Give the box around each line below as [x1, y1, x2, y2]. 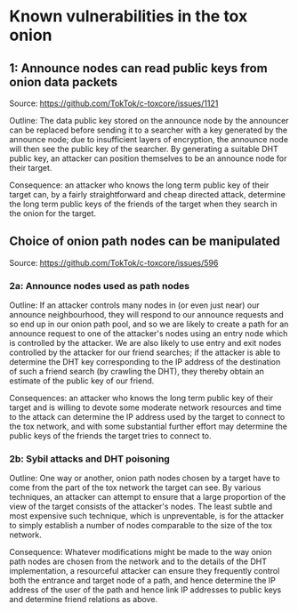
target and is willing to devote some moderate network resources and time [9, 402, 282, 413]
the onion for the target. [9, 208, 96, 219]
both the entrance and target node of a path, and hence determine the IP [9, 576, 276, 586]
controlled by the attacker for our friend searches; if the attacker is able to [9, 347, 281, 358]
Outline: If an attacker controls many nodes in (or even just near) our [9, 300, 260, 310]
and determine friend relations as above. [9, 594, 158, 605]
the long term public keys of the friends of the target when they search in [9, 198, 278, 209]
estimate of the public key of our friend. [9, 375, 155, 386]
